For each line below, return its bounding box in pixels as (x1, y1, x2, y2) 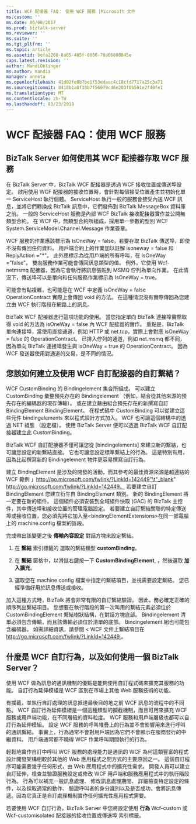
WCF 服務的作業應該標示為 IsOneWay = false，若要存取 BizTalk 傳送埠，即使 (6, 237, 190, 244)
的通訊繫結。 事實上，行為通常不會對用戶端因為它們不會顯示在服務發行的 (6, 729, 181, 736)
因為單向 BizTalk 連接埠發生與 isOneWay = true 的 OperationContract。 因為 (6, 342, 188, 349)
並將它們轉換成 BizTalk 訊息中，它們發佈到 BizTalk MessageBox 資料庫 (16, 202, 186, 210)
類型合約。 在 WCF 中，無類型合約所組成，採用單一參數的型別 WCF (6, 217, 169, 224)
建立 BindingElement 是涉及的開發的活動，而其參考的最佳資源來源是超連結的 (6, 469, 190, 476)
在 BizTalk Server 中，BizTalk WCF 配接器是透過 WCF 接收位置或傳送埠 (6, 181, 177, 188)
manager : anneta (6, 74, 45, 80)
